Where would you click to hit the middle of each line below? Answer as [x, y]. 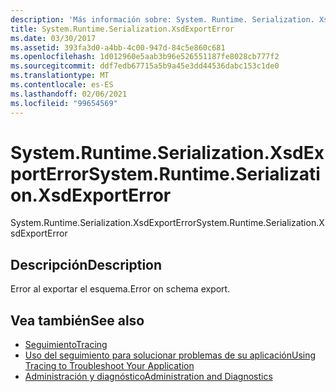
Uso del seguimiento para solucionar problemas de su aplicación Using [170, 355]
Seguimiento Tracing [66, 345]
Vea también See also [77, 320]
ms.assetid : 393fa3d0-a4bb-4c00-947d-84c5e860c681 [118, 47]
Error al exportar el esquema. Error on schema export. [120, 289]
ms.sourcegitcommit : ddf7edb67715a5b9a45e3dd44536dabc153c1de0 [145, 66]
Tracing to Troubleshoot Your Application [109, 366]
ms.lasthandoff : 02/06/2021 [69, 94]
